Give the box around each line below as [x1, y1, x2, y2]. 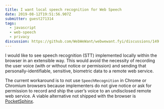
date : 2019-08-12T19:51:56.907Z [5, 12, 71, 17]
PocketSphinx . [5, 98, 34, 104]
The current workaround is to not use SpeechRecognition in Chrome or [5, 77, 146, 83]
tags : [5, 21, 16, 26]
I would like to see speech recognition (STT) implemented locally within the [5, 52, 157, 58]
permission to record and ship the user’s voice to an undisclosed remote [5, 87, 151, 93]
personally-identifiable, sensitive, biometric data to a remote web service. [5, 68, 154, 74]
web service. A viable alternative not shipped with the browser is [5, 93, 136, 99]
